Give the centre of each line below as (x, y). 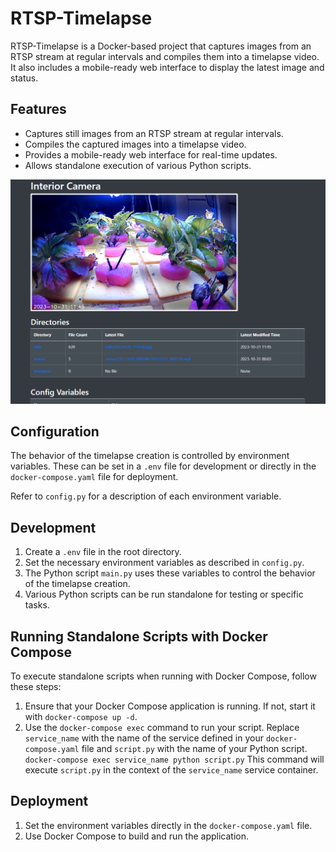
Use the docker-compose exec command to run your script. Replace (162, 727)
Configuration (55, 431)
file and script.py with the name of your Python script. (194, 748)
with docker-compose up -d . (81, 716)
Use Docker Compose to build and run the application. (137, 836)
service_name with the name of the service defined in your (144, 738)
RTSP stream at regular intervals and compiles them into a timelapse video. (165, 56)
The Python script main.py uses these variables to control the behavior (170, 573)
